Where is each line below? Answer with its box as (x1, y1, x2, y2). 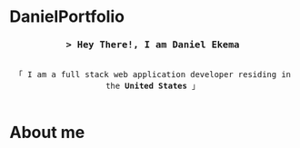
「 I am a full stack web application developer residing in (14, 70, 291, 80)
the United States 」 (105, 81, 200, 92)
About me (9, 122, 85, 143)
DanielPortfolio (9, 6, 125, 27)
